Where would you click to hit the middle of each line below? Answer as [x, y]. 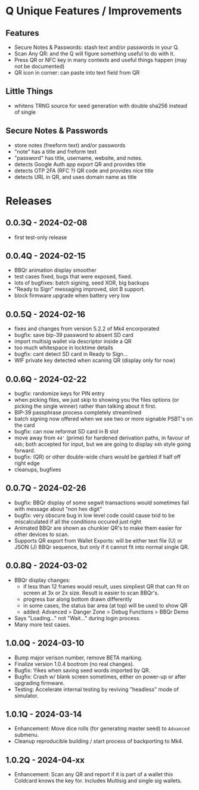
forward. [25, 451]
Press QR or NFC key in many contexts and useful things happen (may [100, 60]
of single [25, 112]
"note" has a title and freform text [55, 151]
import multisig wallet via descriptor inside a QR [73, 342]
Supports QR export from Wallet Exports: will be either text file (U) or [98, 540]
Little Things [29, 92]
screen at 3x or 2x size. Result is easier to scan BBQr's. [91, 593]
